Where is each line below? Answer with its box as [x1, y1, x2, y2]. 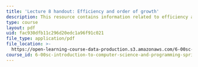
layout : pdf [6, 24, 35, 31]
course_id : [6, 52, 33, 58]
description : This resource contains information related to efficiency [6, 14, 189, 20]
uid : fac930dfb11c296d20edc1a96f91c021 [6, 30, 104, 36]
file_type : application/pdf [6, 36, 75, 41]
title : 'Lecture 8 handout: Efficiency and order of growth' [6, 8, 160, 15]
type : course [6, 19, 38, 25]
